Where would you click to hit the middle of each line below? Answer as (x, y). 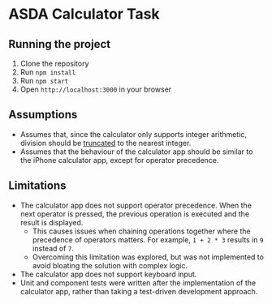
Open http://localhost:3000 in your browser (96, 89)
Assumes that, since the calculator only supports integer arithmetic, (134, 134)
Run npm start (44, 81)
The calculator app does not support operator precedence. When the (136, 205)
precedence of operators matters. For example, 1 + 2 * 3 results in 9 (148, 239)
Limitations (37, 186)
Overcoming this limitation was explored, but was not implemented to (148, 257)
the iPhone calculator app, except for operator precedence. (119, 160)
